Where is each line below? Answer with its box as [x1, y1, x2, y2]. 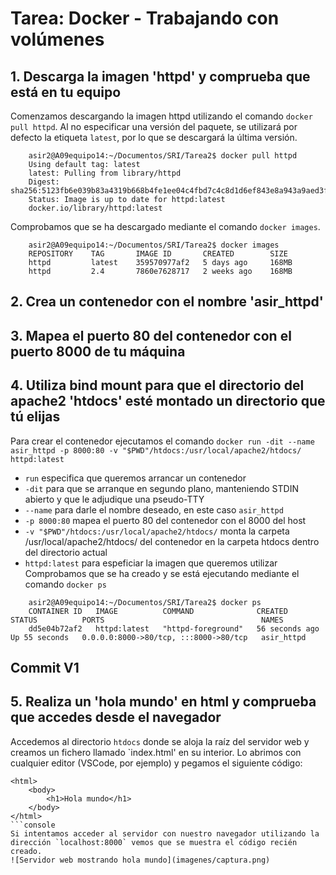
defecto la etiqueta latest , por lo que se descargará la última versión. [10, 132, 298, 143]
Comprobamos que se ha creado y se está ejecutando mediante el [24, 567, 300, 579]
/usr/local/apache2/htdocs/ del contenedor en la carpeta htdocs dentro [24, 535, 320, 547]
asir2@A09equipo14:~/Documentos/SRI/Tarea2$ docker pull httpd [28, 151, 298, 161]
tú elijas [10, 408, 61, 426]
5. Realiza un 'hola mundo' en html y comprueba [10, 693, 317, 711]
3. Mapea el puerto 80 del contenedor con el [10, 327, 292, 344]
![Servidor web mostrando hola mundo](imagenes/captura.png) [10, 855, 271, 865]
